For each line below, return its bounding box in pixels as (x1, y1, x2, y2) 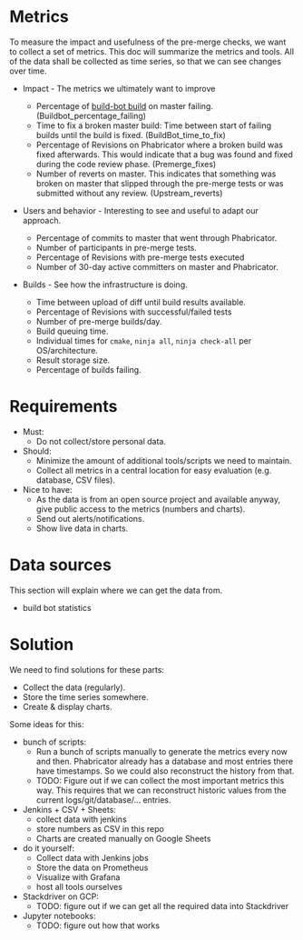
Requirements (9, 396, 118, 417)
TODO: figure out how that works (35, 920, 161, 931)
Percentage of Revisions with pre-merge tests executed (35, 252, 245, 263)
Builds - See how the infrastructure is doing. (22, 279, 188, 290)
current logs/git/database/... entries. (35, 794, 171, 805)
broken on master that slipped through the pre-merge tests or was (35, 177, 284, 188)
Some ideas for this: (9, 718, 84, 729)
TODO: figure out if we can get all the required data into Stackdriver (35, 900, 289, 911)
